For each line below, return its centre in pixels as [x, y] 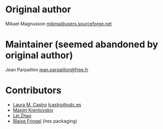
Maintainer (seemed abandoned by [82, 44]
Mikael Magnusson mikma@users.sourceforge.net [59, 24]
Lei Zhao [22, 115]
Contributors [33, 90]
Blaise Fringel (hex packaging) [45, 121]
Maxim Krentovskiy [33, 110]
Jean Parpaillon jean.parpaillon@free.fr [47, 69]
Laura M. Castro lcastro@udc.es [47, 104]
